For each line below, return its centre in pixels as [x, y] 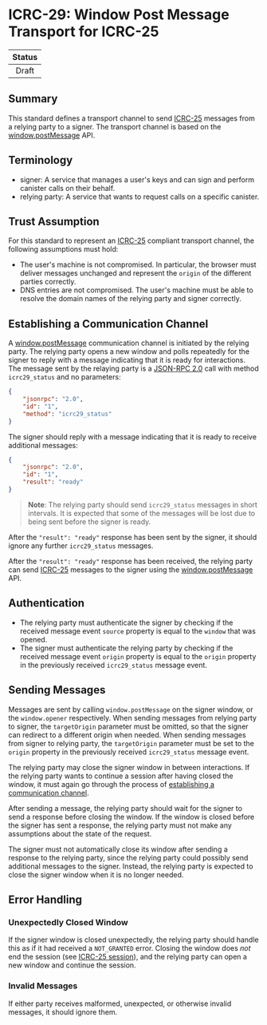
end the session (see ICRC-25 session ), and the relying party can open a [128, 957]
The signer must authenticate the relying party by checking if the [126, 648]
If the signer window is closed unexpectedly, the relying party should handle [133, 940]
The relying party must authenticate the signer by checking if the [126, 622]
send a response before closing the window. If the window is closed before [132, 816]
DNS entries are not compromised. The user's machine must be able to [136, 290]
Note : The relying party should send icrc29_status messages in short [142, 504]
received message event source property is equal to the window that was [138, 631]
